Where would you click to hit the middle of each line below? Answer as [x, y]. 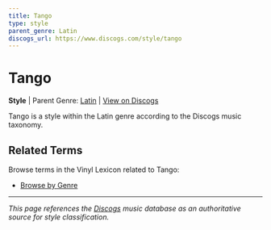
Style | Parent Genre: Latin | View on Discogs [83, 101]
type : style [28, 23]
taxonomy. [26, 125]
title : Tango [30, 16]
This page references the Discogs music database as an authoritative [125, 208]
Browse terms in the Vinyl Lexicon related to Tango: [94, 169]
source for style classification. [59, 217]
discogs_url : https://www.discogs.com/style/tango [95, 38]
